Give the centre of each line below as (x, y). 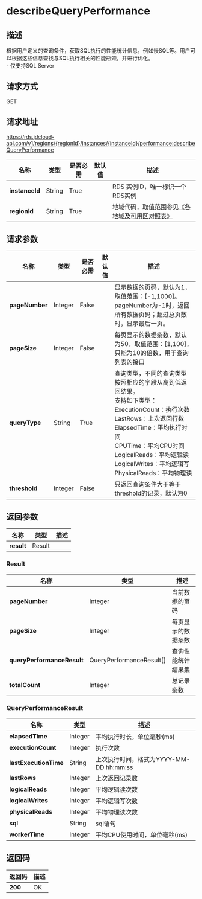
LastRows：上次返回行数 (149, 419)
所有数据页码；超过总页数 (151, 315)
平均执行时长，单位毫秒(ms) (135, 737)
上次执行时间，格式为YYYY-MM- (143, 759)
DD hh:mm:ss (114, 767)
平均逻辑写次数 (117, 801)
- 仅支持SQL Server (30, 66)
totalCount (25, 685)
